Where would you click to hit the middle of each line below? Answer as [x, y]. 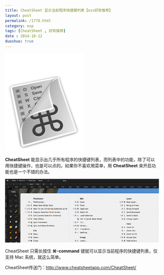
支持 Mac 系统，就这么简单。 [34, 257]
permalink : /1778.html [28, 21]
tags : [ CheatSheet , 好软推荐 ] [35, 31]
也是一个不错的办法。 [31, 172]
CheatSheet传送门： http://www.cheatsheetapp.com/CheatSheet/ [71, 267]
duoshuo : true [20, 42]
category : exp [20, 26]
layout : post [18, 15]
